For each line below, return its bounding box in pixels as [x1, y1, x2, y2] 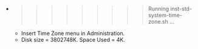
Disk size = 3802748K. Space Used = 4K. [21, 36, 126, 43]
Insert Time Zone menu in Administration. [21, 30, 125, 37]
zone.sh [148, 18, 169, 25]
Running [148, 5, 169, 12]
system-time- [148, 11, 182, 19]
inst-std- [169, 5, 193, 12]
